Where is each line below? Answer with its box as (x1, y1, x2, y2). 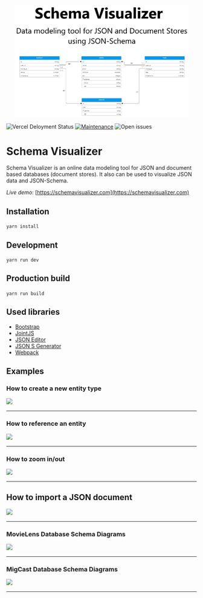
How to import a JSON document (6, 492, 133, 503)
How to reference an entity (6, 419, 86, 428)
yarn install (6, 223, 39, 230)
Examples (6, 366, 44, 376)
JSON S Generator (14, 342, 62, 349)
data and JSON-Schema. (6, 177, 68, 184)
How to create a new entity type (6, 384, 101, 393)
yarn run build (6, 291, 45, 297)
